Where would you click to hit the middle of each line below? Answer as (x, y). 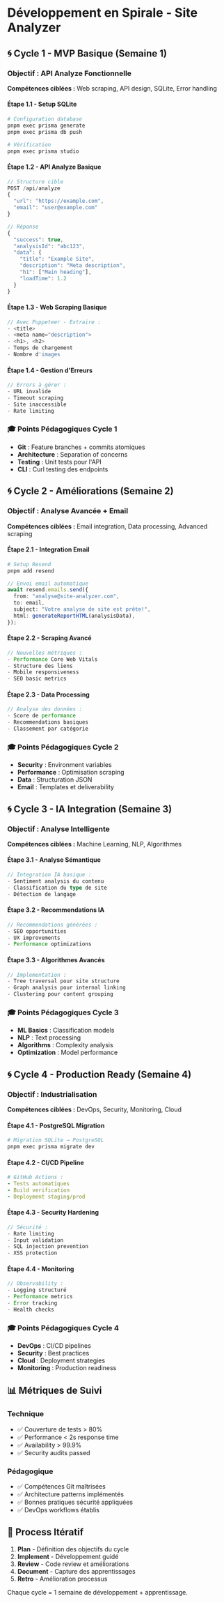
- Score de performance (42, 716)
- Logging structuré (37, 1290)
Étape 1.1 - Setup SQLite (42, 104)
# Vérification (29, 144)
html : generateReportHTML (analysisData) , (74, 616)
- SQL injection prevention (48, 1247)
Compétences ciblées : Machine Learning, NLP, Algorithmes (95, 844)
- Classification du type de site (57, 888)
